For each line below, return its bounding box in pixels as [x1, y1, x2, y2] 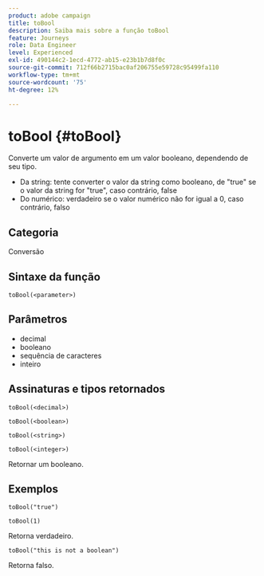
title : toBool [8, 19, 56, 27]
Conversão [8, 247, 45, 257]
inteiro [19, 359, 41, 369]
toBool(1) [8, 517, 41, 526]
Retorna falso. [8, 561, 54, 570]
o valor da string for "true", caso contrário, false [19, 186, 178, 195]
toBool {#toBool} [8, 127, 122, 145]
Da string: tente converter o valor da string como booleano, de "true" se [19, 177, 257, 187]
